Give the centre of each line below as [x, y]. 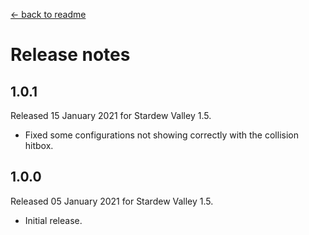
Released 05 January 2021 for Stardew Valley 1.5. [112, 201]
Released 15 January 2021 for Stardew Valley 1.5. [111, 115]
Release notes [70, 55]
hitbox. [39, 145]
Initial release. [53, 220]
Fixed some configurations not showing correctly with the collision [161, 135]
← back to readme [48, 14]
